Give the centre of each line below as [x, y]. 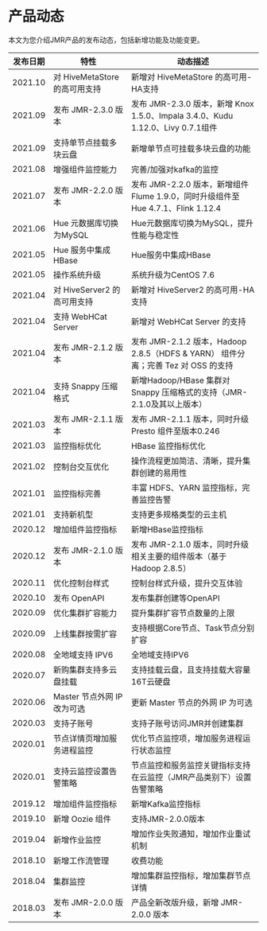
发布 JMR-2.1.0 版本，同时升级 [190, 544]
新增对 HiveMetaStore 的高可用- [192, 76]
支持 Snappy [76, 386]
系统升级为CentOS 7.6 [173, 275]
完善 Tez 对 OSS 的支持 [190, 365]
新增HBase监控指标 [167, 529]
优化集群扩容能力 [85, 613]
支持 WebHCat [80, 317]
